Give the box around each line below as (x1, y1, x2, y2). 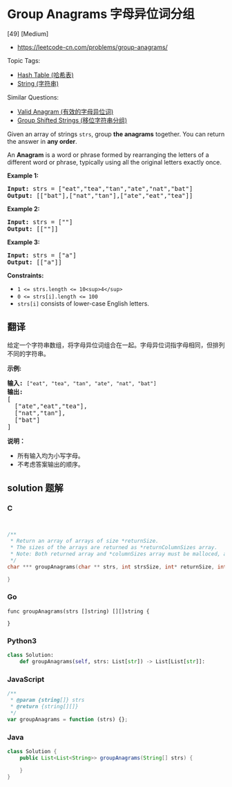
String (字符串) (17, 79, 59, 87)
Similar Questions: (7, 93, 59, 101)
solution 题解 (7, 482, 64, 494)
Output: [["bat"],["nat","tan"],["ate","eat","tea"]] (7, 192, 193, 199)
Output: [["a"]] (7, 258, 62, 266)
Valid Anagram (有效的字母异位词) (17, 107, 114, 115)
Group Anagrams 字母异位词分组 (7, 6, 195, 22)
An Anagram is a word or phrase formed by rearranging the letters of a (7, 150, 209, 159)
